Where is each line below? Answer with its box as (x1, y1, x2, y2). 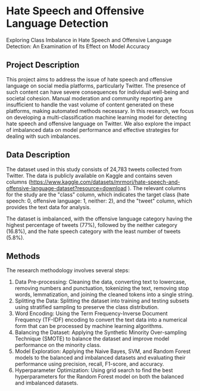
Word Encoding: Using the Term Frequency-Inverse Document (14, 310, 168, 317)
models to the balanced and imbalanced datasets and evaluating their (14, 354, 186, 361)
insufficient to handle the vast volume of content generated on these (6, 101, 174, 108)
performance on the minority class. (14, 342, 101, 349)
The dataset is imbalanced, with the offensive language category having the (6, 215, 192, 222)
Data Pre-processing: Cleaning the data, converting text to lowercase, (14, 278, 186, 286)
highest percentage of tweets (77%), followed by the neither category (6, 221, 177, 228)
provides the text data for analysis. (6, 203, 91, 210)
